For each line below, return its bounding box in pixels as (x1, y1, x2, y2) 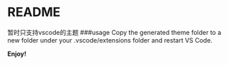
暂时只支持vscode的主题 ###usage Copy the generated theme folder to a (7, 28, 222, 36)
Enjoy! (7, 50, 27, 58)
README (7, 4, 61, 20)
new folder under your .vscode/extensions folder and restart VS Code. (7, 36, 213, 44)
